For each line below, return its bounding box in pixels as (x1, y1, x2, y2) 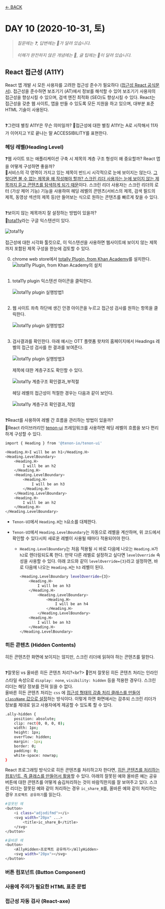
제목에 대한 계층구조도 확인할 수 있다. (12, 367, 84, 373)
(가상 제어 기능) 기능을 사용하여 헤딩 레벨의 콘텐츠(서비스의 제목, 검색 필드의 (10, 188, 156, 194)
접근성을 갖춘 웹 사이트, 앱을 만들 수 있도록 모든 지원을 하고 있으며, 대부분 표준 (5, 101, 155, 106)
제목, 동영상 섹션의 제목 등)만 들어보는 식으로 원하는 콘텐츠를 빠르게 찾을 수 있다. (5, 194, 159, 200)
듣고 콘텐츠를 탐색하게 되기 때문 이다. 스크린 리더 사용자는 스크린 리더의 (18, 182, 154, 188)
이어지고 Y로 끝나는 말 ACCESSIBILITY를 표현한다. (10, 130, 108, 136)
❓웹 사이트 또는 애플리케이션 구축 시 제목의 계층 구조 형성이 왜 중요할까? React (5, 156, 155, 162)
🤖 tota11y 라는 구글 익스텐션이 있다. (5, 218, 70, 224)
